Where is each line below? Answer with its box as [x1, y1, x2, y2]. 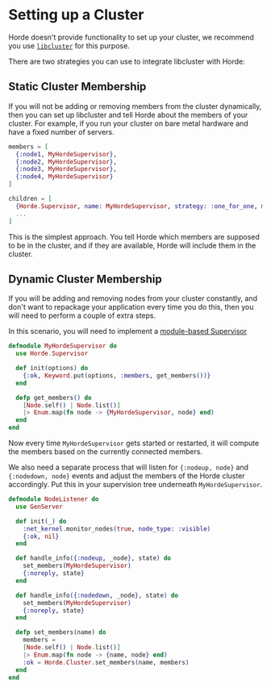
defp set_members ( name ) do [15, 628, 106, 636]
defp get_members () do [15, 394, 92, 402]
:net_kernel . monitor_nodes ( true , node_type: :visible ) [23, 524, 211, 533]
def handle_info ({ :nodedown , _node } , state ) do [15, 591, 179, 599]
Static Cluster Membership [8, 80, 147, 94]
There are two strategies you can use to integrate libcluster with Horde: [8, 56, 246, 66]
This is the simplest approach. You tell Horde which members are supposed [8, 231, 261, 241]
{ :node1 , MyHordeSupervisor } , [15, 150, 117, 158]
